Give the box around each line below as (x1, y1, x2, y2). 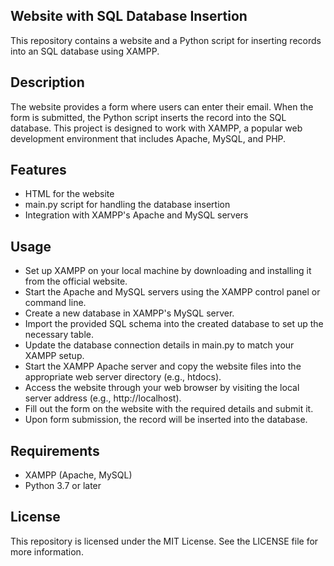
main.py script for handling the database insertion (24, 199, 231, 211)
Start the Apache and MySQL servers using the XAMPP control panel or (24, 286, 321, 298)
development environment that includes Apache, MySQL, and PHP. (10, 132, 287, 144)
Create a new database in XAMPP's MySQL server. (24, 307, 235, 319)
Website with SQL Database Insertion (10, 8, 248, 25)
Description (10, 74, 85, 91)
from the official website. (24, 275, 128, 288)
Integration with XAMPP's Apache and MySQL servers (24, 209, 249, 221)
